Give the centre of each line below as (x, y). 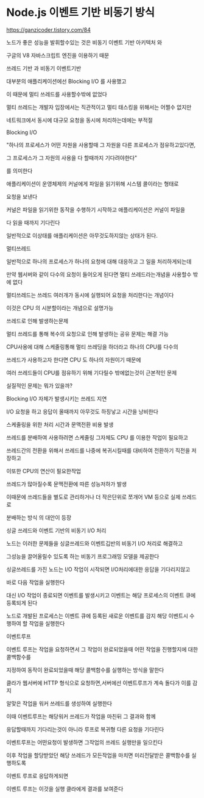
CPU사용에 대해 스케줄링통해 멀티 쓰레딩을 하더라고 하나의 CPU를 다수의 (92, 347)
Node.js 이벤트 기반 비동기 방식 (81, 12)
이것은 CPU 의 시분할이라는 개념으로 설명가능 (60, 308)
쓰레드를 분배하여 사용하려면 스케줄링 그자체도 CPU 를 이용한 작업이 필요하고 (97, 437)
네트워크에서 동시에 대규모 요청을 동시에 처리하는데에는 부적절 (80, 120)
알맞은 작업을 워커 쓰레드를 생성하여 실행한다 (59, 703)
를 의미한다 (19, 171)
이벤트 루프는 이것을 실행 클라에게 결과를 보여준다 (65, 789)
